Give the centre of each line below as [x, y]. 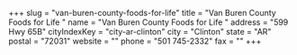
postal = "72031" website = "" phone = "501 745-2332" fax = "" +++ [135, 41]
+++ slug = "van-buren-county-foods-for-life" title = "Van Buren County [142, 13]
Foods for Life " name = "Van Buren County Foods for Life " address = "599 [148, 22]
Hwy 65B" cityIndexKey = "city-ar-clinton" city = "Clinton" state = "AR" [140, 31]
